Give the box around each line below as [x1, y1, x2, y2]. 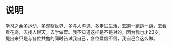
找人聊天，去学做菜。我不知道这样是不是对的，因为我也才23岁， [27, 29, 164, 35]
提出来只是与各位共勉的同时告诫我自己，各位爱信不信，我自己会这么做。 [5, 35, 158, 41]
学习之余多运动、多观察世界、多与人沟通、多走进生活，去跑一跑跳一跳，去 [5, 22, 162, 29]
